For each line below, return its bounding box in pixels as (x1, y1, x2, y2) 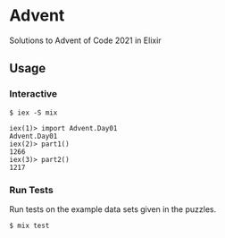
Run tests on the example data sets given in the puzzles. (9, 203, 217, 215)
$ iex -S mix (9, 108, 58, 117)
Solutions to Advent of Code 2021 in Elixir (9, 35, 162, 46)
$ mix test (9, 221, 50, 230)
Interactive (9, 88, 58, 100)
